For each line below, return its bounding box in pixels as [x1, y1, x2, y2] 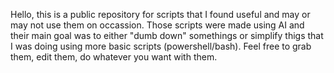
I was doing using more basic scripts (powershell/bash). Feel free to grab [10, 40, 312, 52]
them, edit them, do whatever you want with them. [10, 51, 218, 63]
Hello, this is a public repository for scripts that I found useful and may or [10, 9, 311, 20]
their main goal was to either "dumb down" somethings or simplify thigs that [10, 30, 324, 41]
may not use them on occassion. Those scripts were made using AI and [10, 19, 305, 31]
